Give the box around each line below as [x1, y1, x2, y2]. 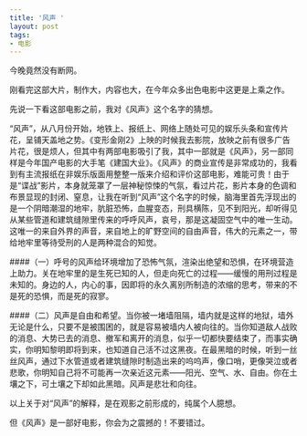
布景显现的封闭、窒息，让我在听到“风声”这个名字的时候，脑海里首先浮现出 [9, 192, 290, 202]
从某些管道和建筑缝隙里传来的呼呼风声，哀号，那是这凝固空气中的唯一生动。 [9, 214, 298, 225]
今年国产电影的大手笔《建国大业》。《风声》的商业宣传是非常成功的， [25, 157, 281, 169]
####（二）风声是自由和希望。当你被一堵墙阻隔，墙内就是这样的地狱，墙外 [9, 310, 294, 321]
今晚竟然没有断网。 [9, 65, 82, 76]
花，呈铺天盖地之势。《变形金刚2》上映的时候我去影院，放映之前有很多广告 [9, 134, 291, 146]
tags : [9, 30, 30, 39]
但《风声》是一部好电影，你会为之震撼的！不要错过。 [9, 417, 210, 429]
